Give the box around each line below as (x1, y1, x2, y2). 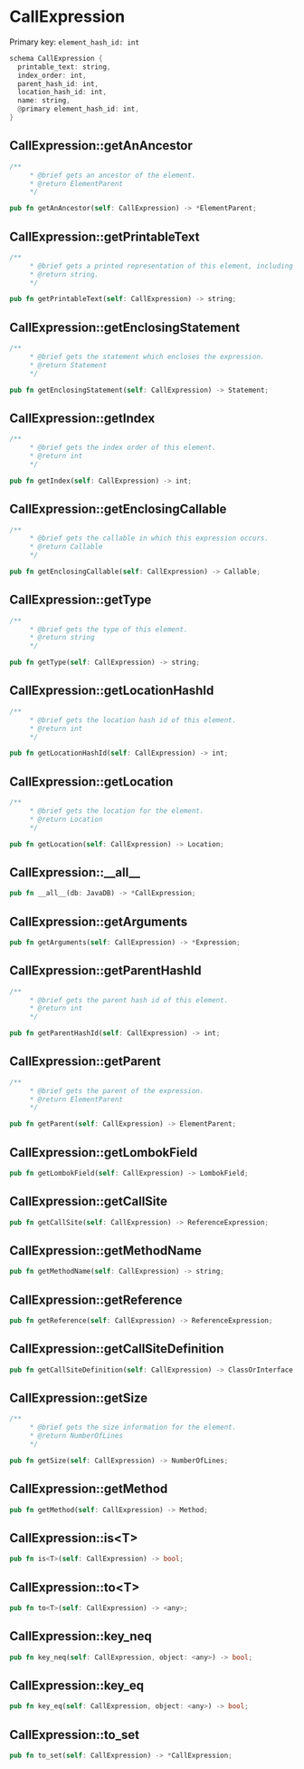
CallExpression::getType (9, 592, 152, 608)
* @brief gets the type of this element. (29, 624, 188, 634)
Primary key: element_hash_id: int (9, 36, 140, 47)
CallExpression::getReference (9, 1292, 183, 1307)
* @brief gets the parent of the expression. (29, 1086, 204, 1095)
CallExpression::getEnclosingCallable (9, 502, 227, 517)
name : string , (17, 96, 71, 105)
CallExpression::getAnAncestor (9, 138, 193, 153)
